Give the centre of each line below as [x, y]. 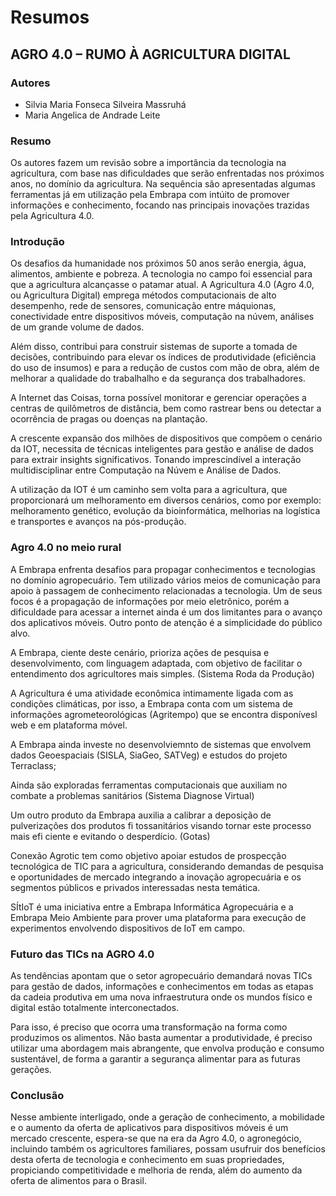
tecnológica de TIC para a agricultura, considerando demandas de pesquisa [167, 866]
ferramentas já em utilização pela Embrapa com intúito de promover [150, 195]
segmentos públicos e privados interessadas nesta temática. [135, 887]
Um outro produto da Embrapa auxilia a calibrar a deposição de [141, 815]
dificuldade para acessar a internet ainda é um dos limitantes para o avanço [166, 612]
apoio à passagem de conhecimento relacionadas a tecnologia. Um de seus [166, 590]
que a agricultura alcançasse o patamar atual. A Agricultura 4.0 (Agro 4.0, [162, 285]
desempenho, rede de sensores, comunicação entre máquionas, [143, 306]
